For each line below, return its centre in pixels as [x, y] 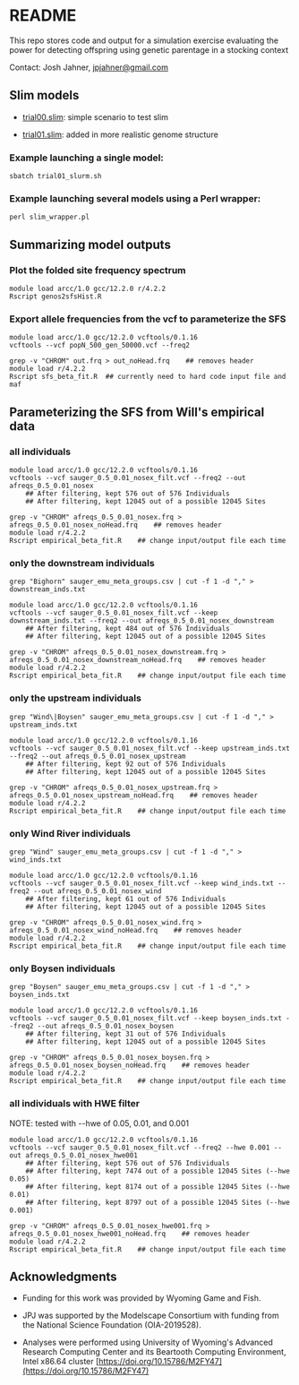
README [43, 16]
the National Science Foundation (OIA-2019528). [111, 1325]
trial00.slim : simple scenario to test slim [95, 116]
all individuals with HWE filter [75, 1104]
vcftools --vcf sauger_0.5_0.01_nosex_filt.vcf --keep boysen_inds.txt [145, 1019]
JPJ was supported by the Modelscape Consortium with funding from [150, 1316]
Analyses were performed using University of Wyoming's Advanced [147, 1342]
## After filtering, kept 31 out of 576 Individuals [126, 1034]
